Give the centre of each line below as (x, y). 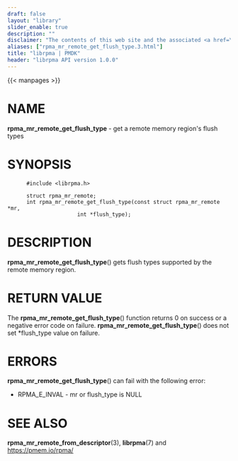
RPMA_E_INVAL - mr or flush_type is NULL (80, 394)
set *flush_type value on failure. (54, 333)
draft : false (27, 14)
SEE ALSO (38, 423)
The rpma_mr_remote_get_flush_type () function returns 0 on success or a (117, 318)
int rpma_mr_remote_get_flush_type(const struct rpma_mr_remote (123, 202)
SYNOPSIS (40, 164)
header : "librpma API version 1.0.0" (63, 60)
